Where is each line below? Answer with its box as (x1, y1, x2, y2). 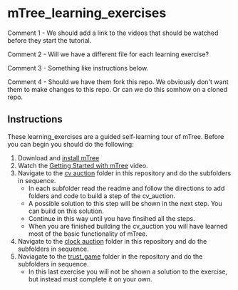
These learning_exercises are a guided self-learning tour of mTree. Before (7, 132, 224, 140)
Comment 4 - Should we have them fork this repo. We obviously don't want (7, 77, 229, 86)
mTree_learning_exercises (7, 5, 167, 21)
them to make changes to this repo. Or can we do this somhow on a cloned (7, 85, 228, 93)
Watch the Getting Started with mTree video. (17, 161, 148, 170)
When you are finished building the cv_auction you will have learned (28, 222, 228, 230)
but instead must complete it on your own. (28, 274, 152, 283)
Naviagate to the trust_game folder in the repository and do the (17, 252, 203, 261)
